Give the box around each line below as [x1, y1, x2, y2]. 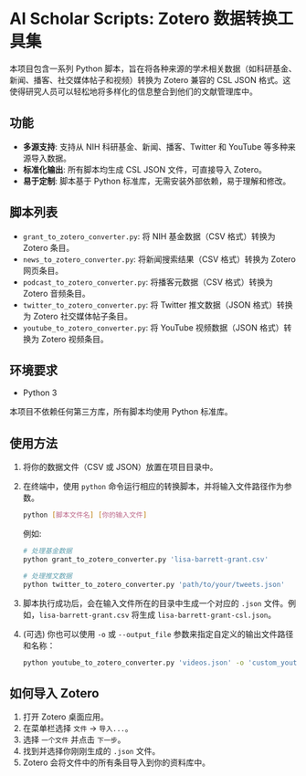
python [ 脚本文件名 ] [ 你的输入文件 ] [22, 510, 148, 520]
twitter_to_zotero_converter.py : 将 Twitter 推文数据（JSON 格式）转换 [22, 299, 294, 310]
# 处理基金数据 [22, 547, 73, 556]
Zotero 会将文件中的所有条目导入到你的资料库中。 [22, 757, 210, 768]
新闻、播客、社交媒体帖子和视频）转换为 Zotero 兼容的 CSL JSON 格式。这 [9, 74, 291, 85]
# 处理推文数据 [22, 572, 73, 581]
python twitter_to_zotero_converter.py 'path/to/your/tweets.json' [22, 580, 285, 589]
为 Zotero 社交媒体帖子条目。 [22, 310, 132, 321]
